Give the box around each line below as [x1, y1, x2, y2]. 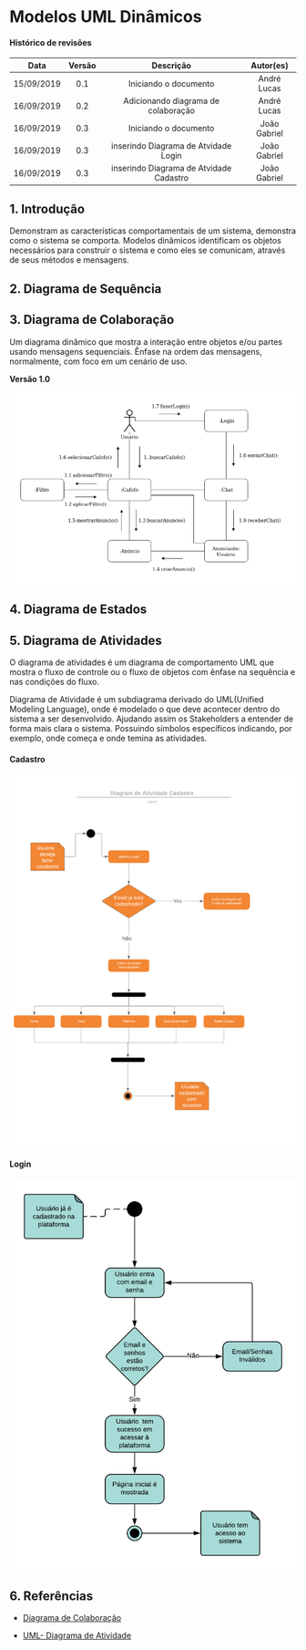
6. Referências [9, 1588, 94, 1603]
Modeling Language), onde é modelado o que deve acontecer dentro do [9, 704, 280, 715]
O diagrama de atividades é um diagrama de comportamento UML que [9, 657, 275, 668]
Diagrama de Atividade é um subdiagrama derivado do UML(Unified [9, 694, 264, 705]
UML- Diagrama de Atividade [22, 1630, 132, 1641]
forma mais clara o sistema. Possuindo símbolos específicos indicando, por [9, 723, 293, 734]
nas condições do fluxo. [9, 677, 100, 688]
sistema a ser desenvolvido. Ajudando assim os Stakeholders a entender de [9, 713, 294, 724]
